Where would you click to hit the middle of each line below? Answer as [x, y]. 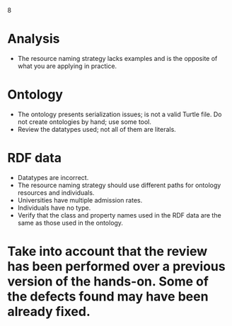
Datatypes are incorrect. [53, 177]
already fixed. [49, 312]
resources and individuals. [56, 192]
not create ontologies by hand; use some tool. [85, 122]
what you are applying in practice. [67, 66]
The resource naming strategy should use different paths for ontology [119, 185]
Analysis [34, 39]
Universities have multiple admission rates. [80, 200]
